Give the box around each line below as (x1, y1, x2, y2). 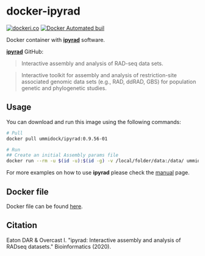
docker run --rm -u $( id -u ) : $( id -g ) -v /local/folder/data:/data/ (6, 158, 184, 164)
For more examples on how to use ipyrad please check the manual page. (6, 169, 190, 176)
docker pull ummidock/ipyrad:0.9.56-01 (6, 136, 108, 142)
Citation (6, 220, 38, 230)
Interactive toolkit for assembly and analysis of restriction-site (21, 71, 177, 78)
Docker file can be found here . (6, 202, 84, 210)
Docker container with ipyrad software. (6, 36, 106, 43)
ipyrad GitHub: (6, 47, 44, 55)
